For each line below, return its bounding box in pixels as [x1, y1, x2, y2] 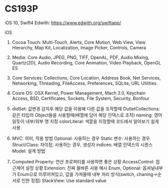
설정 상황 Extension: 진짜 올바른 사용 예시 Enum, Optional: [25, 165, 142, 171]
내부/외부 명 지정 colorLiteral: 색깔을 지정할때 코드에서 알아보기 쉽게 [25, 118, 159, 124]
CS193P [5, 3, 38, 15]
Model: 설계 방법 [12, 148, 46, 154]
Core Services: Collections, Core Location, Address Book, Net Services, [12, 75, 161, 81]
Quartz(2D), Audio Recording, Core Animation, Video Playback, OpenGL [12, 59, 161, 66]
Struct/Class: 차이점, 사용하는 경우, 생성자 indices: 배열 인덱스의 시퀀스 [12, 142, 153, 148]
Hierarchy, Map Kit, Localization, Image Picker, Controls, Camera [12, 44, 146, 50]
